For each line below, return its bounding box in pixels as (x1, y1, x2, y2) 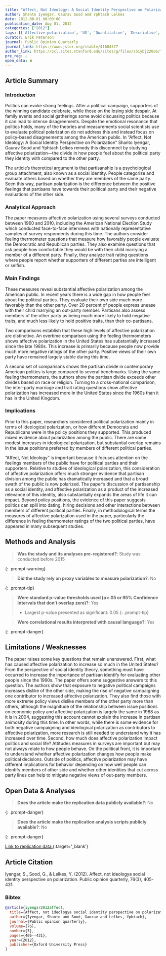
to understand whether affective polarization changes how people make (5, 751, 152, 757)
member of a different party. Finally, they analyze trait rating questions (5, 252, 148, 258)
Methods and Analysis (5, 538, 76, 546)
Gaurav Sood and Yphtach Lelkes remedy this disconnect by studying (5, 144, 147, 150)
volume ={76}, (9, 924, 37, 929)
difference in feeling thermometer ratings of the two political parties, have (5, 518, 156, 524)
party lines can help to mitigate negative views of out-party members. (5, 772, 147, 778)
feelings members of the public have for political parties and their (5, 460, 138, 466)
